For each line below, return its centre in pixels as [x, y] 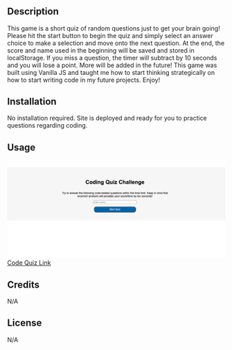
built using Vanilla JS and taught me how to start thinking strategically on [111, 72]
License [25, 323]
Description [33, 11]
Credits [24, 285]
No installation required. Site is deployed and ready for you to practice [107, 118]
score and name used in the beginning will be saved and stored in [101, 50]
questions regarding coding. [47, 125]
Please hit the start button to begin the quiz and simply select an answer [110, 35]
